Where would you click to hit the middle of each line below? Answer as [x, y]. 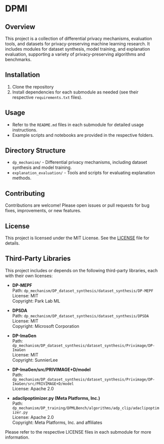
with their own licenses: [29, 276]
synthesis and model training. [42, 167]
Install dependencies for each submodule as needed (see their [75, 92]
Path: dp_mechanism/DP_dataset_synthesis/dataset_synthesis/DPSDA [81, 316]
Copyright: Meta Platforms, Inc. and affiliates [57, 422]
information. [17, 437]
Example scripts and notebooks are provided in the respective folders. [83, 135]
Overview [20, 27]
